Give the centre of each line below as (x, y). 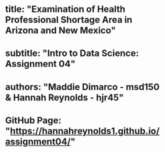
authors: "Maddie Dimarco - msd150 (82, 87)
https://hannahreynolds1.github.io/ (85, 131)
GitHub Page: (33, 120)
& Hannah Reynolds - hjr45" (64, 97)
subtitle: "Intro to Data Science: (72, 53)
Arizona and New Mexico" (60, 30)
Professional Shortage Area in (69, 20)
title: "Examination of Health (65, 9)
